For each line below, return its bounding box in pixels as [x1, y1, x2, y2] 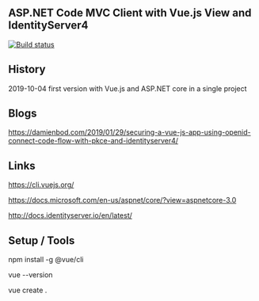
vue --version [8, 270, 53, 280]
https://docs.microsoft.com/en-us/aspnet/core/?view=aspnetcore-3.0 [8, 196, 237, 205]
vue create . [8, 285, 48, 295]
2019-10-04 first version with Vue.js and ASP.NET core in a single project [8, 83, 247, 93]
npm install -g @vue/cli [8, 255, 84, 265]
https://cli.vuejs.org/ [8, 180, 74, 189]
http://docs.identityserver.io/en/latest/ [8, 211, 133, 220]
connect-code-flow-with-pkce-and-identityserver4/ [8, 136, 179, 146]
